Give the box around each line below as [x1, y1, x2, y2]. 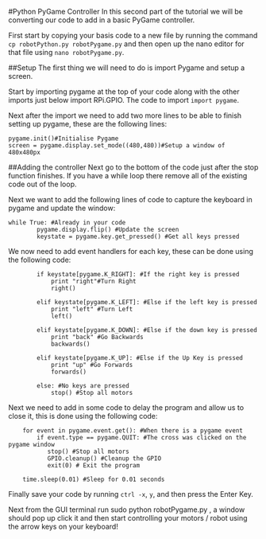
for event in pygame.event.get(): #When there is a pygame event [22, 427, 244, 435]
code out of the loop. [8, 179, 77, 189]
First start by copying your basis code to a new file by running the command [8, 31, 258, 40]
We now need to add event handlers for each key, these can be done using [8, 247, 254, 256]
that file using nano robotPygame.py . [8, 48, 125, 57]
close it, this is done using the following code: [8, 412, 158, 420]
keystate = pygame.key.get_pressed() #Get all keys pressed [37, 232, 240, 240]
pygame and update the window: [8, 203, 116, 213]
